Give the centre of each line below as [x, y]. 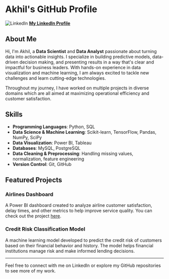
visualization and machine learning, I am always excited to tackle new [77, 73]
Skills [14, 115]
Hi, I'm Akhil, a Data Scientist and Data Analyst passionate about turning [81, 51]
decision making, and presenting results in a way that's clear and [87, 62]
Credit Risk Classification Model [45, 229]
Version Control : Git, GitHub [42, 164]
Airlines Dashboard [29, 194]
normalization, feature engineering [48, 159]
